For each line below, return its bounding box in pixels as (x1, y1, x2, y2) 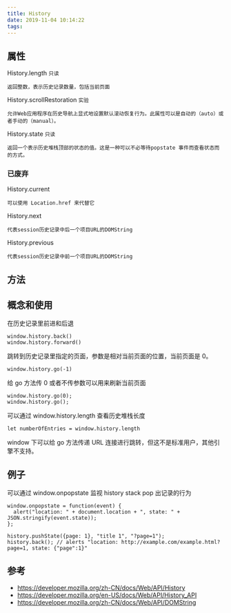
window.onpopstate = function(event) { (7, 502, 122, 509)
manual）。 (32, 118, 60, 125)
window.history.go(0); (7, 392, 72, 399)
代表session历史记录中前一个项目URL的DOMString (7, 253, 133, 260)
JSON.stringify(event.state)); (7, 514, 97, 521)
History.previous (7, 239, 54, 247)
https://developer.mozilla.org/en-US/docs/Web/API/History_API (17, 591, 197, 599)
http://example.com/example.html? (121, 538, 221, 545)
